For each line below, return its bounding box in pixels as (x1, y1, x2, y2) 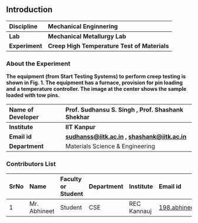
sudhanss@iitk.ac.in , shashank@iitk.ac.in (65, 133, 187, 141)
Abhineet (29, 207, 55, 215)
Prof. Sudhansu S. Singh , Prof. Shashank (65, 106, 184, 114)
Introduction (6, 5, 53, 15)
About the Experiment (6, 59, 71, 67)
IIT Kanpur (65, 123, 96, 132)
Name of (9, 106, 34, 114)
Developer (9, 113, 39, 122)
